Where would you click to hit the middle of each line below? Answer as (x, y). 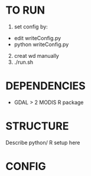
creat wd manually (37, 56)
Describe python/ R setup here (43, 142)
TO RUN (25, 10)
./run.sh (24, 62)
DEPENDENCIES (46, 86)
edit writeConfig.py (38, 38)
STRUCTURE (37, 126)
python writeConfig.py (41, 44)
